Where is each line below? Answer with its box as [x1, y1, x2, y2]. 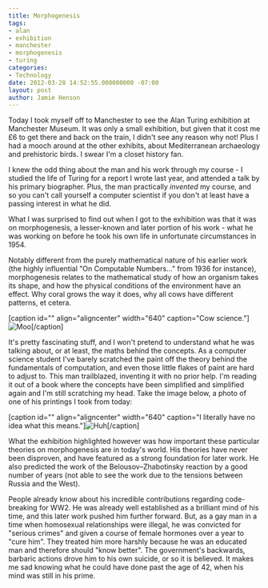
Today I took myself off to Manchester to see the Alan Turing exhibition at [8, 115, 250, 125]
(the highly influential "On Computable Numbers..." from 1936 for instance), [8, 264, 257, 274]
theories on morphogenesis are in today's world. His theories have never [8, 445, 248, 454]
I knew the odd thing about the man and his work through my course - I [8, 165, 243, 174]
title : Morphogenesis [8, 11, 81, 20]
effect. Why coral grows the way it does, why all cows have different [8, 290, 234, 299]
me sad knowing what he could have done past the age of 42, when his [8, 562, 244, 572]
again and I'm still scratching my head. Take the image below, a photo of [8, 389, 246, 398]
